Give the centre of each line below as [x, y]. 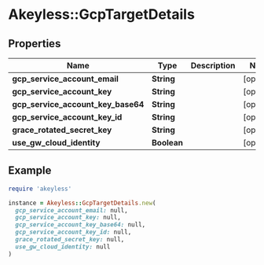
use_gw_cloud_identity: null [63, 247]
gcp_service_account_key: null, [68, 218]
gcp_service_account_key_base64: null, [81, 225]
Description [213, 66]
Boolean [167, 143]
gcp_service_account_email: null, [71, 210]
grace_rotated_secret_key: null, [70, 240]
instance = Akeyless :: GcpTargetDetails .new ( [82, 203]
